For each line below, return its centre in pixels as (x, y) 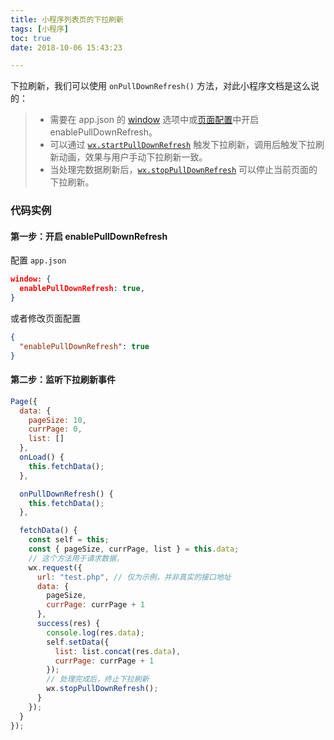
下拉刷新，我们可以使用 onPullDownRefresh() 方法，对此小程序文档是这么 (160, 86)
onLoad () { (42, 457)
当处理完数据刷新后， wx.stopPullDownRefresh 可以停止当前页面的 (183, 170)
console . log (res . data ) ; (95, 632)
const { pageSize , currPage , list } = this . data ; (134, 549)
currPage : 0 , (55, 429)
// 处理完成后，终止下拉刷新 (98, 679)
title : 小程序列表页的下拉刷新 (67, 19)
